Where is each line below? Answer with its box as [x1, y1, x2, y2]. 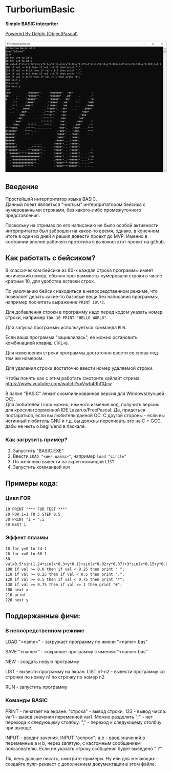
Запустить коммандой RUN [12, 464, 70, 470]
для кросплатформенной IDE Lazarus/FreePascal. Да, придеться [5, 407, 146, 413]
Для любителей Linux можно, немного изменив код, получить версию [5, 402, 160, 408]
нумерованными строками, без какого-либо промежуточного [5, 207, 142, 213]
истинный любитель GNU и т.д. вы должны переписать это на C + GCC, [5, 418, 162, 424]
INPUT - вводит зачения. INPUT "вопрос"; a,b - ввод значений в [5, 735, 145, 741]
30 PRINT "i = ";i [5, 517, 45, 522]
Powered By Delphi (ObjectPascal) [5, 30, 78, 36]
